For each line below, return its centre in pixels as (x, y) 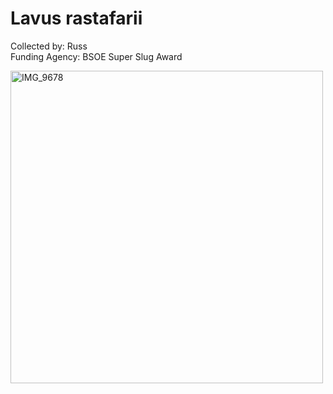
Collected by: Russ (49, 46)
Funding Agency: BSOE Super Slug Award (96, 56)
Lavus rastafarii (76, 18)
